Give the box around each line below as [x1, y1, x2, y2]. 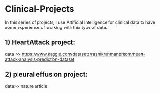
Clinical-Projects [5, 3, 74, 14]
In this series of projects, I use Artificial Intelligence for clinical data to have [5, 19, 156, 25]
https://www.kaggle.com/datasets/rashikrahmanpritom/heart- [21, 51, 146, 57]
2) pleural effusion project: [5, 70, 88, 79]
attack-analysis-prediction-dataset [5, 56, 75, 62]
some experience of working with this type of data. [5, 24, 107, 30]
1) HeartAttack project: [5, 39, 75, 47]
